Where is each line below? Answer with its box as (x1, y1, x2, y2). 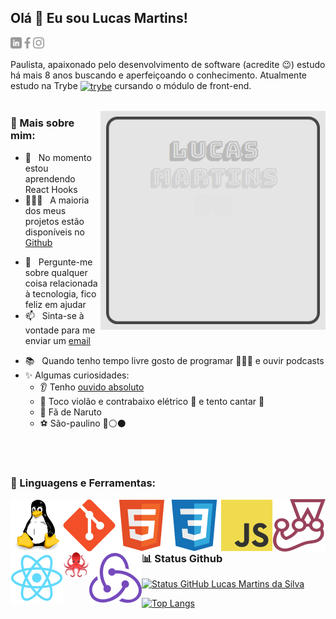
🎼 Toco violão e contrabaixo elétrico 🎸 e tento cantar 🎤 (39, 395, 265, 407)
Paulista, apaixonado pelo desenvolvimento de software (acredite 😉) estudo (10, 58, 326, 70)
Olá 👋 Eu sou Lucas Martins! (10, 10, 188, 27)
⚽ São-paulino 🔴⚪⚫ (39, 417, 127, 429)
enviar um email (24, 334, 91, 346)
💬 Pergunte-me (24, 256, 93, 268)
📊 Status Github (141, 552, 223, 566)
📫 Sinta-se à (24, 309, 85, 321)
